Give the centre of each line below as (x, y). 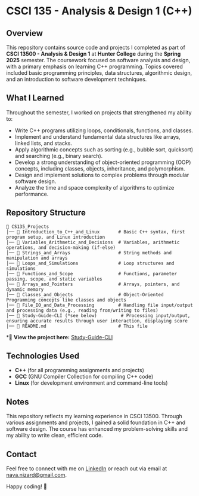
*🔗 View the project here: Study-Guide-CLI (60, 337)
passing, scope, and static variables (54, 279)
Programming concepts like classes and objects (66, 300)
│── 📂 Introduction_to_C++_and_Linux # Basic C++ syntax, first (96, 232)
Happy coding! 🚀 (27, 486)
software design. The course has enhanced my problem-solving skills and (97, 429)
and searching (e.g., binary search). (59, 156)
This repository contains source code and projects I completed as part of (96, 47)
